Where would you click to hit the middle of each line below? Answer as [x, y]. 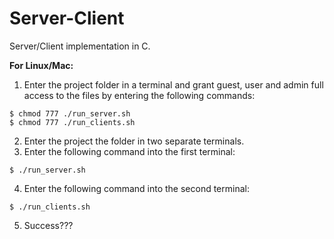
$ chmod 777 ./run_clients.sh [72, 122]
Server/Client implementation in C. [80, 46]
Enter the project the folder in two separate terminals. [134, 141]
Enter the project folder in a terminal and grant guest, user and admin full [173, 84]
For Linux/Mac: [41, 65]
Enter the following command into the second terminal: [136, 188]
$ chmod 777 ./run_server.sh [70, 113]
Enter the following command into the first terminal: [129, 151]
